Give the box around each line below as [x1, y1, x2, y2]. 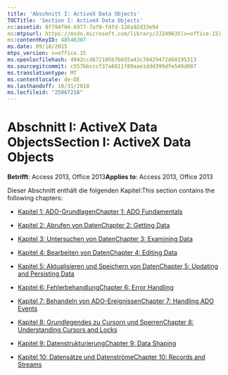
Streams [17, 360, 42, 369]
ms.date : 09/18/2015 [7, 43, 68, 50]
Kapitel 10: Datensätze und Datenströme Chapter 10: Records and [17, 353, 205, 362]
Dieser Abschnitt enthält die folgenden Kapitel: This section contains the [7, 186, 215, 195]
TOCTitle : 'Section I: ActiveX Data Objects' [7, 17, 143, 24]
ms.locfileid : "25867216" [7, 89, 83, 96]
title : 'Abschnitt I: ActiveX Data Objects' [7, 10, 140, 18]
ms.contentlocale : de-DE [7, 75, 80, 83]
